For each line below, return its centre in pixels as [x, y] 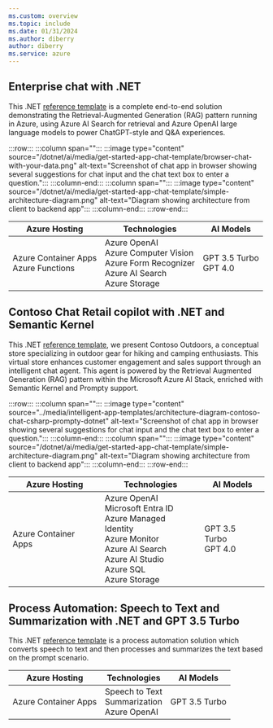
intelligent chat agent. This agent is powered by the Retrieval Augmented [130, 371]
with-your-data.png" [43, 165]
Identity [119, 528]
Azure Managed [135, 518]
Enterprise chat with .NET [75, 87]
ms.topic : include [39, 24]
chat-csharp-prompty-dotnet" [59, 421]
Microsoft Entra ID [139, 508]
